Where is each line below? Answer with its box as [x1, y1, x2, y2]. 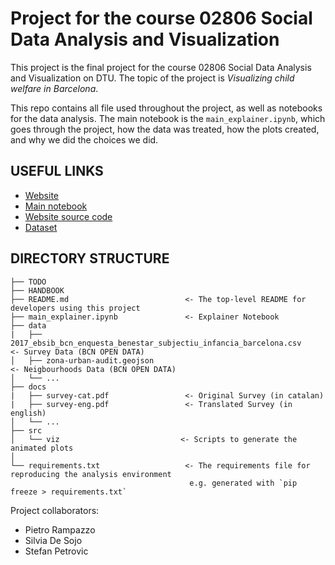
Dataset [24, 221, 58, 233]
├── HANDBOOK [10, 285, 65, 296]
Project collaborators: [10, 504, 100, 516]
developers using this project [10, 303, 141, 313]
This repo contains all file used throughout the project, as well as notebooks [10, 102, 323, 114]
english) [10, 408, 47, 418]
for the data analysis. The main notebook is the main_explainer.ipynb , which [10, 112, 326, 124]
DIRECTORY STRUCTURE [10, 250, 170, 267]
